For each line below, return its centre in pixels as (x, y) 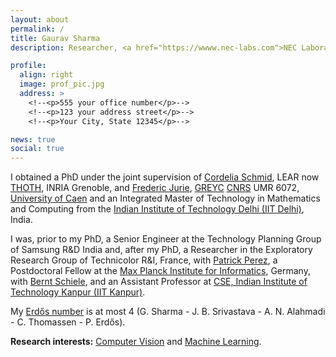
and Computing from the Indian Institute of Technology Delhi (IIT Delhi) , (157, 209)
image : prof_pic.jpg (62, 84)
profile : (28, 66)
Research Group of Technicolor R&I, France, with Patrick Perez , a (144, 260)
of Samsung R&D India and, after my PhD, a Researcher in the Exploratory (161, 250)
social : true (37, 149)
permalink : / (37, 29)
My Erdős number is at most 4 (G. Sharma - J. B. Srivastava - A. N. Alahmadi (168, 312)
